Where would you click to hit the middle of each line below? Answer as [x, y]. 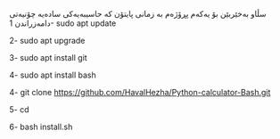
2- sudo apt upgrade [47, 41]
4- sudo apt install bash [53, 75]
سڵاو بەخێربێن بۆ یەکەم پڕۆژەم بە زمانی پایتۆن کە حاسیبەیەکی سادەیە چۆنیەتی [138, 14]
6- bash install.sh [41, 127]
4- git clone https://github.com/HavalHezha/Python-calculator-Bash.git [140, 92]
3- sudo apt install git [48, 57]
